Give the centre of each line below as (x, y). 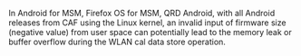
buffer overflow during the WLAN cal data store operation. (117, 42)
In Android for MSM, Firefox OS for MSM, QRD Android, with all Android (142, 13)
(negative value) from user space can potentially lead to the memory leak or (150, 32)
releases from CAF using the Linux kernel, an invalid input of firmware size (147, 23)
